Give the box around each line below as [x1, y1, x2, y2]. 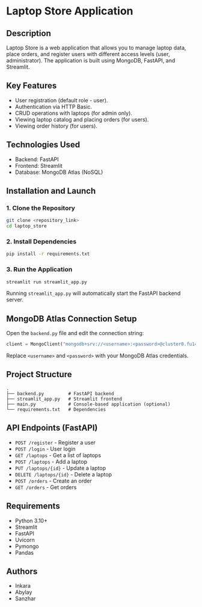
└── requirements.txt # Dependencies [6, 406, 106, 413]
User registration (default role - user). [14, 96, 108, 103]
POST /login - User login [14, 445, 76, 452]
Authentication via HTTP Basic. [14, 103, 92, 110]
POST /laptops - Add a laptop [14, 458, 87, 465]
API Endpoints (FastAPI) [6, 423, 98, 433]
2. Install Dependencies [6, 237, 77, 245]
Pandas [14, 549, 34, 556]
